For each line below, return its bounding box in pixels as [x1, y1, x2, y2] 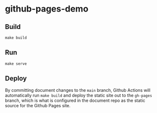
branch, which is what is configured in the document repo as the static [5, 98, 146, 103]
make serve [5, 61, 27, 66]
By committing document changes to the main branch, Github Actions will [5, 87, 151, 93]
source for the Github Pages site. [5, 102, 71, 108]
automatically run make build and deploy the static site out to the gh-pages [5, 92, 152, 98]
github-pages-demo [5, 3, 88, 14]
